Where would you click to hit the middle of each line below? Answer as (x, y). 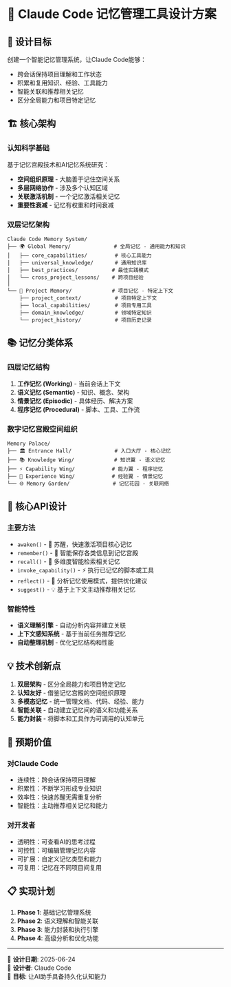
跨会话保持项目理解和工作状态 (59, 74)
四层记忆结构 (29, 367)
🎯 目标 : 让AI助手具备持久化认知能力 (57, 976)
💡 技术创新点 (34, 666)
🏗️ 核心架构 (32, 124)
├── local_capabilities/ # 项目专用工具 (86, 305)
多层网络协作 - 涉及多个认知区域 (63, 187)
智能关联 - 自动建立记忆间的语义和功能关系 (78, 709)
